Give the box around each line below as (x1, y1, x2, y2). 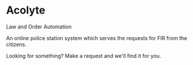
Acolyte (6, 4, 45, 17)
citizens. (6, 41, 27, 48)
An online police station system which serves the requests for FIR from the (6, 34, 188, 41)
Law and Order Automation (6, 23, 72, 30)
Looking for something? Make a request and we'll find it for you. (6, 52, 161, 59)
